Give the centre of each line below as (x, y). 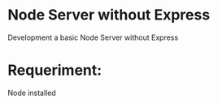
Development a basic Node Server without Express (93, 37)
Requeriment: (55, 70)
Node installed (32, 93)
